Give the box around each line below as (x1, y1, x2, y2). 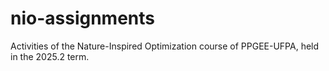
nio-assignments (10, 7, 156, 30)
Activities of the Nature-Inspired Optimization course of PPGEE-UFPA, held (10, 40, 320, 52)
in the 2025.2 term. (10, 50, 90, 62)
